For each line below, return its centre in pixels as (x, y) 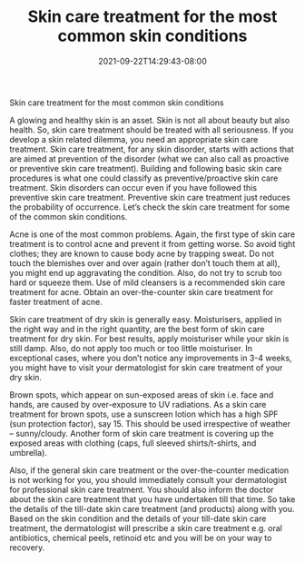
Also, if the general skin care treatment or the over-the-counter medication (149, 470)
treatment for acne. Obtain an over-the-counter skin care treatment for (142, 291)
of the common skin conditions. (69, 216)
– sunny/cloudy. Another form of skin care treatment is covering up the (142, 433)
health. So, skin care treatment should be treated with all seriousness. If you (152, 130)
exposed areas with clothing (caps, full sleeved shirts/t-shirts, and (133, 443)
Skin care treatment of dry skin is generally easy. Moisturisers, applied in (146, 319)
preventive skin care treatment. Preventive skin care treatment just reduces (150, 197)
